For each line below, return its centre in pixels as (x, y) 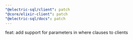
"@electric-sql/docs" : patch (35, 19)
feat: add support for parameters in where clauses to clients (67, 33)
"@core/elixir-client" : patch (37, 14)
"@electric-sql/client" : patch (38, 10)
